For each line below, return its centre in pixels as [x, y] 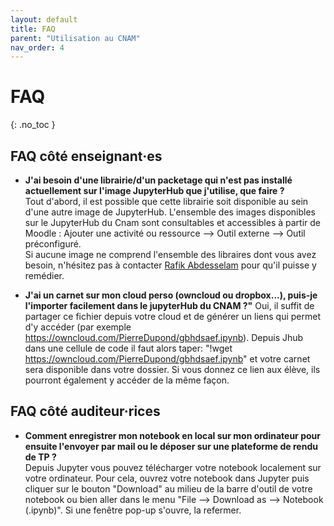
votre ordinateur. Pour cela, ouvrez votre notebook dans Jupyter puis [167, 478]
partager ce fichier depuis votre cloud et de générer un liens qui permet [172, 316]
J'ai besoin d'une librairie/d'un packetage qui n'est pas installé [158, 180]
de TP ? [40, 457]
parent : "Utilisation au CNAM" [75, 38]
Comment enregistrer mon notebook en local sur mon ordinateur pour [172, 435]
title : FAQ [33, 29]
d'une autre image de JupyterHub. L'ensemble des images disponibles [170, 212]
